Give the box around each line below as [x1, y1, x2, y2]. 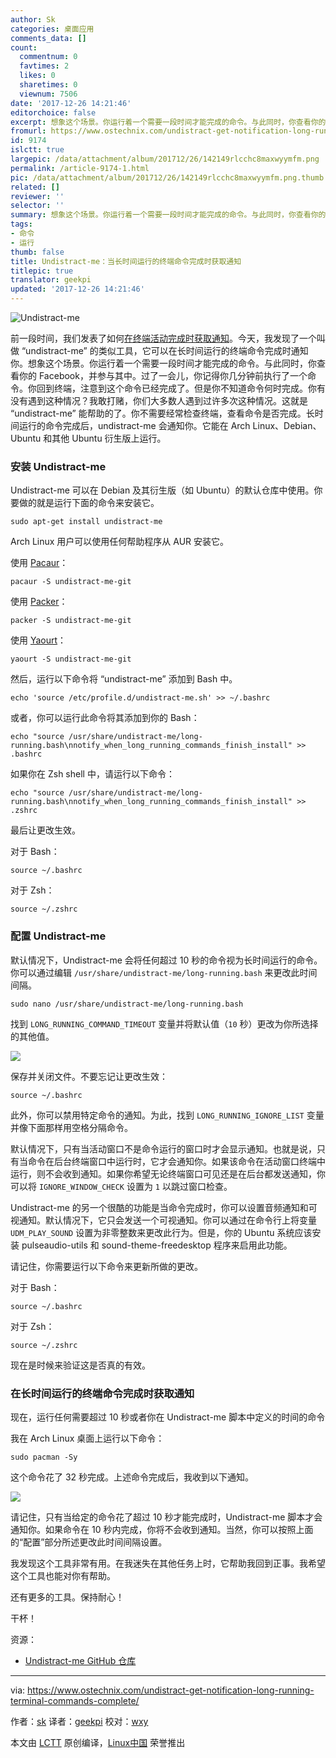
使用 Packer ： [10, 596, 68, 608]
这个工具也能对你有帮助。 [10, 1569, 116, 1581]
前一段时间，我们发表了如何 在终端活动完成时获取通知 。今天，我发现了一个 [10, 332, 317, 344]
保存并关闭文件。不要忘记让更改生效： [10, 1070, 168, 1082]
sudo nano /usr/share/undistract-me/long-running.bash [10, 999, 244, 1009]
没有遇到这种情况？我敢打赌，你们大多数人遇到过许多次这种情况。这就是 [10, 395, 308, 406]
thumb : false [10, 247, 65, 257]
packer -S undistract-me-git [10, 616, 132, 626]
